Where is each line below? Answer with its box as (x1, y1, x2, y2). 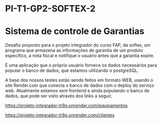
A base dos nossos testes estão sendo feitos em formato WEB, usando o (5, 77, 154, 83)
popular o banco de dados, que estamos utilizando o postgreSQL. (5, 67, 139, 73)
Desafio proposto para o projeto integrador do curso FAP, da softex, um (5, 42, 151, 48)
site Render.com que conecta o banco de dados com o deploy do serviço (5, 82, 155, 88)
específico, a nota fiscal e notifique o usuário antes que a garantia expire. (5, 53, 155, 59)
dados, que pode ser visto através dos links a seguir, (5, 93, 113, 99)
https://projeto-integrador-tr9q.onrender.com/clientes (5, 112, 115, 118)
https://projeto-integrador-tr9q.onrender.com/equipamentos (5, 103, 128, 109)
